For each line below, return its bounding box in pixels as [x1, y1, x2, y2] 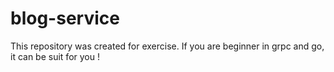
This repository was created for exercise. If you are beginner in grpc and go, [10, 40, 325, 52]
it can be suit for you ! [10, 50, 100, 62]
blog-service [10, 7, 120, 30]
